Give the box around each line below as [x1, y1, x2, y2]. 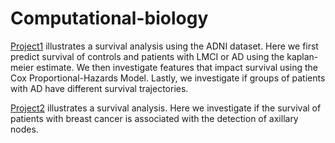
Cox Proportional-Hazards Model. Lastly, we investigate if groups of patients [10, 72, 326, 84]
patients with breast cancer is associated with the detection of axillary [10, 112, 299, 124]
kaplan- [286, 50, 319, 62]
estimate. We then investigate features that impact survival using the [36, 61, 318, 73]
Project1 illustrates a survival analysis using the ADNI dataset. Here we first [10, 40, 319, 52]
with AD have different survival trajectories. [10, 82, 189, 94]
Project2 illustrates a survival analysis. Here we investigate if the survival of [10, 102, 322, 114]
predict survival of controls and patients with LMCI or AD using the [10, 50, 285, 62]
